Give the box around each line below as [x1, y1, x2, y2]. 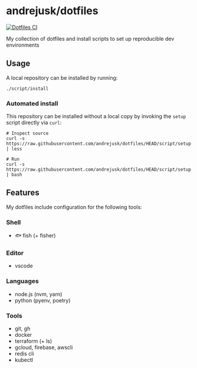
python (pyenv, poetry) [14, 297, 71, 304]
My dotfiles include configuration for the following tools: [6, 203, 143, 210]
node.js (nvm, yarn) [14, 291, 63, 298]
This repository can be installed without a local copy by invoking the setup [6, 113, 186, 120]
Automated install [6, 99, 58, 108]
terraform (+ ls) [14, 338, 52, 345]
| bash [6, 172, 22, 178]
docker [14, 331, 32, 338]
